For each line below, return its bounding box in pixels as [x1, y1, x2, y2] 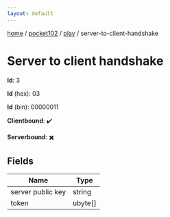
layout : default [7, 10, 53, 17]
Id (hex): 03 [7, 89, 40, 97]
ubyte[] [73, 198, 97, 208]
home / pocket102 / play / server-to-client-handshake [7, 29, 159, 37]
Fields [7, 155, 34, 167]
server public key [10, 187, 66, 197]
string [73, 187, 92, 197]
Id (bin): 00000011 [7, 103, 59, 111]
